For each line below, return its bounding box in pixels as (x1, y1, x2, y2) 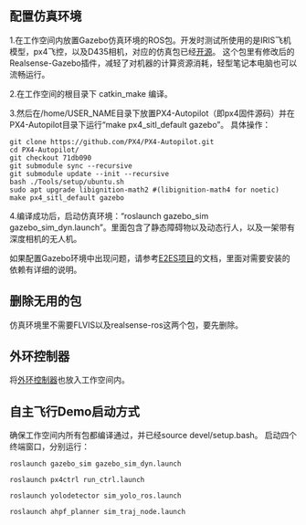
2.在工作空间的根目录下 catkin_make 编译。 (9, 88, 173, 99)
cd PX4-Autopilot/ (9, 145, 79, 154)
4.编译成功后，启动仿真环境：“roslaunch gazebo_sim (9, 210, 209, 221)
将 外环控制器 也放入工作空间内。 (9, 374, 130, 385)
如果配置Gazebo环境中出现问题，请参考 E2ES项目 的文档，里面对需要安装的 (9, 252, 290, 263)
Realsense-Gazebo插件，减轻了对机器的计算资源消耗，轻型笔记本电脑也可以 (9, 58, 298, 68)
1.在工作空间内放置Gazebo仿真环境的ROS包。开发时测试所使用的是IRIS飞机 (9, 35, 291, 46)
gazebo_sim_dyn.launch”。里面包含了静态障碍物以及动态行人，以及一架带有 (9, 222, 295, 233)
